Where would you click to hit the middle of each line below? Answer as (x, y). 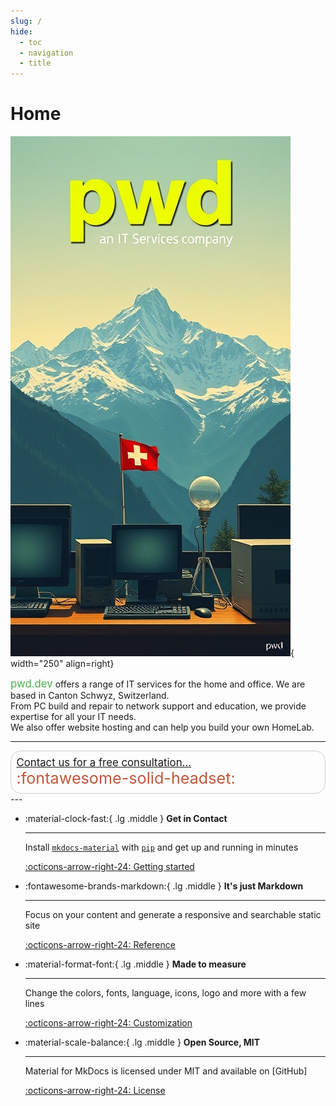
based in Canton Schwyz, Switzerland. (90, 696)
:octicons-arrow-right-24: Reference (100, 944)
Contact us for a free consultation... (104, 763)
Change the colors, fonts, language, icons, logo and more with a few (165, 992)
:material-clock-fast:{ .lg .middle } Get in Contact (126, 818)
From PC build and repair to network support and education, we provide (158, 706)
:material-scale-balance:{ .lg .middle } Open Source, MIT (142, 1042)
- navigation (46, 53)
